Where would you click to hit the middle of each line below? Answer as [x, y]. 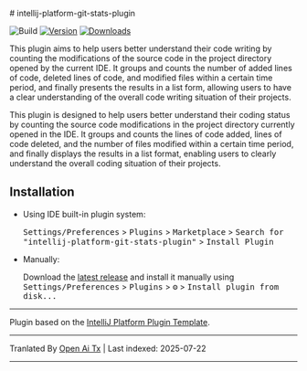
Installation [42, 192]
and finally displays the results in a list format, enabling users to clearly [143, 154]
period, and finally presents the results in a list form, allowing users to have [151, 87]
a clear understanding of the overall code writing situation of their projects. [150, 97]
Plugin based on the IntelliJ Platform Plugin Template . [110, 322]
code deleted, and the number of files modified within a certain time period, [152, 144]
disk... [40, 296]
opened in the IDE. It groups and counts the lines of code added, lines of [146, 134]
